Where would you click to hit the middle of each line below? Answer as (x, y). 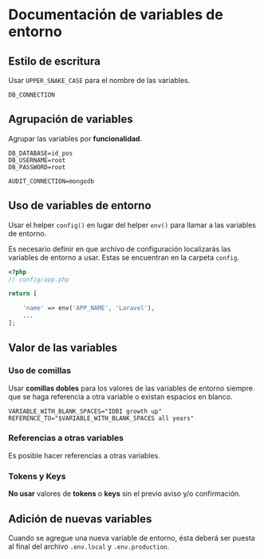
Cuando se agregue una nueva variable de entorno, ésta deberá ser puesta (132, 537)
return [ (23, 294)
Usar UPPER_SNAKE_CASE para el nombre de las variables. (99, 80)
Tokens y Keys (37, 476)
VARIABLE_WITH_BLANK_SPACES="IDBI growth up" (85, 411)
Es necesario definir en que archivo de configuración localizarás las (120, 248)
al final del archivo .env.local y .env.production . (89, 546)
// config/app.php (39, 279)
